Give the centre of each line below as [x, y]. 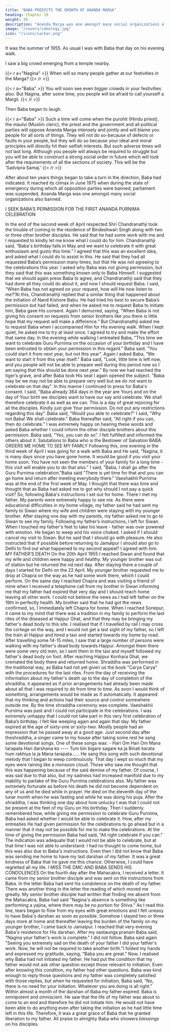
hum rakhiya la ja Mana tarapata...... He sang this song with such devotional [84, 754]
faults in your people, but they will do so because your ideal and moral [78, 141]
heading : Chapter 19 [27, 15]
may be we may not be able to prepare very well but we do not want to [79, 381]
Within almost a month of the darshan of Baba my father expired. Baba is [81, 992]
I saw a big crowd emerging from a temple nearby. [58, 63]
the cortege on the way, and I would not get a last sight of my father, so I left [85, 629]
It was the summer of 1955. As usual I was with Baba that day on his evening [85, 48]
